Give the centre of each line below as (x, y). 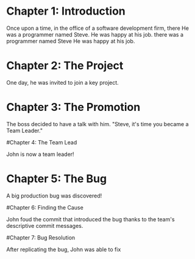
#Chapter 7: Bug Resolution (41, 237)
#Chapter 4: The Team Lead (42, 142)
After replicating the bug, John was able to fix (64, 249)
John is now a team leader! (40, 154)
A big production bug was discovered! (54, 196)
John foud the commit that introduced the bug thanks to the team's (90, 219)
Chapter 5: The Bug (57, 179)
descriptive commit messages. (45, 225)
